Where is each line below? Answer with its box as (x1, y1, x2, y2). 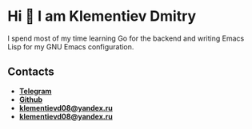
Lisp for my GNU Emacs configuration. (7, 41, 134, 51)
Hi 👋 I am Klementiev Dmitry (7, 7, 197, 25)
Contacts (7, 65, 55, 79)
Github (18, 95, 43, 104)
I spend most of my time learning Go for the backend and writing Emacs (7, 33, 245, 43)
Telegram (18, 86, 52, 96)
